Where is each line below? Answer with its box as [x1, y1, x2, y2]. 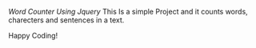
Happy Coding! [8, 31, 58, 40]
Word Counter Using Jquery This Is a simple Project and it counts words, [8, 7, 248, 16]
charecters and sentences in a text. [8, 15, 125, 25]
